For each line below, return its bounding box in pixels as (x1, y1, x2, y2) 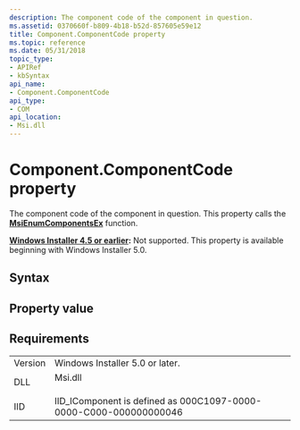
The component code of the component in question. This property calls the (9, 207, 287, 219)
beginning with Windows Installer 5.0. (9, 244, 147, 255)
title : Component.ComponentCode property (9, 30, 166, 38)
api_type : (9, 96, 46, 105)
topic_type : (9, 55, 54, 63)
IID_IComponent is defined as (54, 394, 178, 407)
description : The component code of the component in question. (9, 13, 254, 22)
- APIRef (9, 63, 42, 72)
